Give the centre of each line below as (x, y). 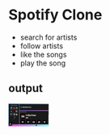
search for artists (49, 37)
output (25, 89)
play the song (43, 63)
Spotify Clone (55, 15)
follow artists (41, 45)
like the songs (43, 54)
